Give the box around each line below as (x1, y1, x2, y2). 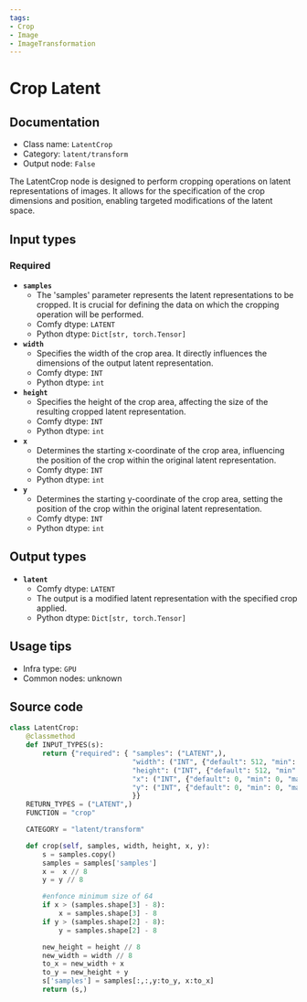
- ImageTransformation (9, 38, 96, 48)
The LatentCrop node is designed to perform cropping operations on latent (9, 176, 291, 187)
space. (9, 205, 36, 216)
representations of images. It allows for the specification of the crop (9, 186, 265, 197)
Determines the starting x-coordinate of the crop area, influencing (36, 444, 285, 455)
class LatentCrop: (9, 723, 79, 732)
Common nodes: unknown (22, 673, 122, 684)
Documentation (9, 114, 101, 130)
